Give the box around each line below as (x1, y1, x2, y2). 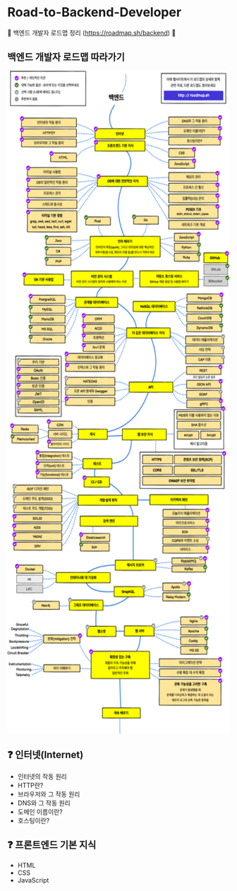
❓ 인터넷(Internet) (7, 749, 84, 761)
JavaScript (17, 876, 49, 885)
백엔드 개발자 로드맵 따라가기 (7, 51, 126, 64)
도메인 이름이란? (17, 807, 63, 816)
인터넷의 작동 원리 (17, 772, 67, 781)
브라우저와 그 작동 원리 (17, 789, 80, 798)
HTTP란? (17, 781, 44, 789)
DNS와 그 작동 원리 (17, 798, 71, 807)
